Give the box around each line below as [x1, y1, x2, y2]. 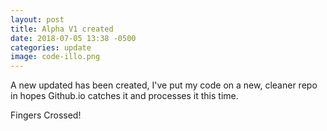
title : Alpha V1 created [10, 24, 114, 34]
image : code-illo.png [10, 52, 101, 62]
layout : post [10, 14, 65, 25]
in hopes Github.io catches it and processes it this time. [10, 90, 239, 102]
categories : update [10, 42, 92, 53]
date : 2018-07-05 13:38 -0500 [10, 33, 137, 43]
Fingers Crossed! [10, 109, 82, 121]
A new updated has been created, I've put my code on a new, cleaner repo [10, 79, 318, 91]
